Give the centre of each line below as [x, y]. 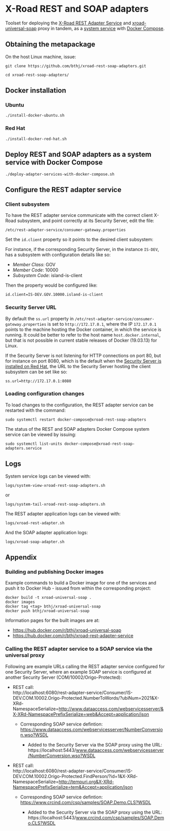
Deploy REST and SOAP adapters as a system [78, 155]
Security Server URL [31, 308]
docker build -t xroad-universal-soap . [49, 598]
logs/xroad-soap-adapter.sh [35, 542]
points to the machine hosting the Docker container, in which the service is [83, 329]
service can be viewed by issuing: [41, 434]
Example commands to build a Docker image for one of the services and [81, 583]
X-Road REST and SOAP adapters [77, 9]
